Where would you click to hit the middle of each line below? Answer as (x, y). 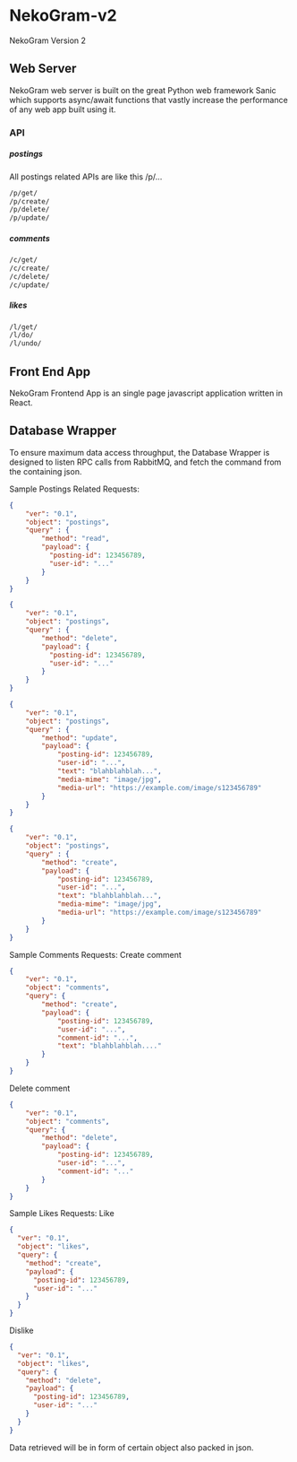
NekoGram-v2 (64, 16)
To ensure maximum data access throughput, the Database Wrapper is (140, 452)
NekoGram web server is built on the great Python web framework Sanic (143, 90)
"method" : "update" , (80, 738)
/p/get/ (24, 193)
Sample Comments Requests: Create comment (95, 954)
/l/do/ (21, 335)
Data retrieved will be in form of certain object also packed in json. (132, 1447)
